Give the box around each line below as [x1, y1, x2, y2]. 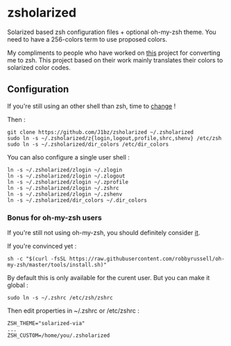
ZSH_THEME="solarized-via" [7, 320, 85, 327]
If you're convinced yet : [7, 242, 77, 250]
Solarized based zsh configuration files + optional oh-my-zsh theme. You [7, 28, 216, 36]
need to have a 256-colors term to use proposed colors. [7, 35, 168, 43]
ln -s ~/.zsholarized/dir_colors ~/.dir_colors [7, 196, 148, 204]
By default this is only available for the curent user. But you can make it [7, 274, 210, 282]
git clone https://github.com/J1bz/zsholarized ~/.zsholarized [7, 128, 194, 136]
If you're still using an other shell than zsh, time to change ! [7, 102, 176, 110]
